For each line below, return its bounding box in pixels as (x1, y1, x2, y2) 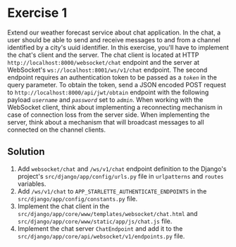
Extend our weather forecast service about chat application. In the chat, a (7, 28, 221, 37)
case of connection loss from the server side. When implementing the (7, 110, 210, 119)
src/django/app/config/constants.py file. (17, 194, 138, 203)
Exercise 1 (7, 5, 68, 21)
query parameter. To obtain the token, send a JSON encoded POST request (7, 80, 227, 89)
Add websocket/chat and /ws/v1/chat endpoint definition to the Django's (17, 164, 227, 173)
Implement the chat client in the (17, 202, 110, 210)
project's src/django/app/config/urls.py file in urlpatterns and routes (17, 172, 224, 180)
